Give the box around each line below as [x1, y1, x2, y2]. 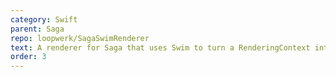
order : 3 [10, 52, 47, 62]
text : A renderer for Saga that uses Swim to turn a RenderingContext [10, 42, 311, 53]
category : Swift [10, 14, 78, 25]
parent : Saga [10, 24, 65, 34]
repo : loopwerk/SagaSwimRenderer [10, 33, 150, 43]
